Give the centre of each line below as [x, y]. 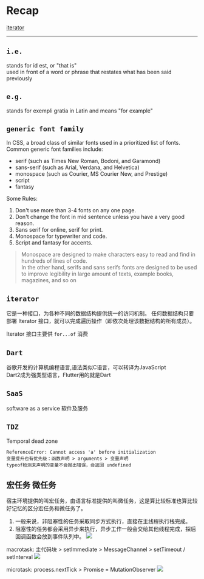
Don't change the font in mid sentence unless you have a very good [100, 217]
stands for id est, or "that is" [42, 65]
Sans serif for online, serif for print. [59, 230]
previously [19, 78]
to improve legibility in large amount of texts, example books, [97, 274]
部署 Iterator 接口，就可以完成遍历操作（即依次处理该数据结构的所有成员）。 [101, 321]
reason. [25, 223]
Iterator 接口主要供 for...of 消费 [47, 334]
